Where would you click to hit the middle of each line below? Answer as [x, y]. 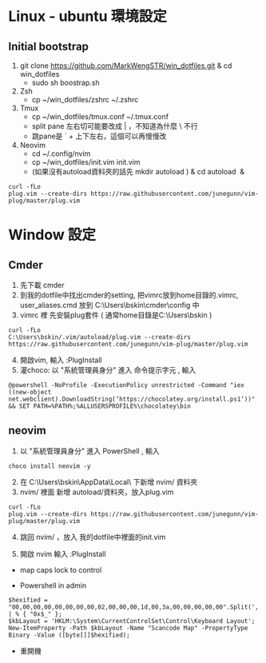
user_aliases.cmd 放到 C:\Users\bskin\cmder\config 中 [109, 305]
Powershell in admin [53, 585]
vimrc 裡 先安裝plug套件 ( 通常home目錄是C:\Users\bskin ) [116, 315]
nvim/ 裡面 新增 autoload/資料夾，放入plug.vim [97, 492]
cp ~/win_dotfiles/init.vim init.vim [86, 162]
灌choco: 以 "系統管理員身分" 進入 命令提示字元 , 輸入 [108, 370]
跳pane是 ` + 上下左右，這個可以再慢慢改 [99, 136]
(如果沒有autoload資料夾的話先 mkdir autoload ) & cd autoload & [138, 172]
